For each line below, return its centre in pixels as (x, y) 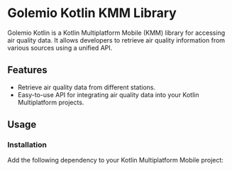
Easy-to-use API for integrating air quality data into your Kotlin (108, 94)
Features (27, 70)
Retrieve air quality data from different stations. (87, 87)
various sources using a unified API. (60, 48)
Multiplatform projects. (51, 102)
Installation (27, 145)
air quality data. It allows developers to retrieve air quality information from (116, 40)
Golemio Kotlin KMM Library (92, 13)
